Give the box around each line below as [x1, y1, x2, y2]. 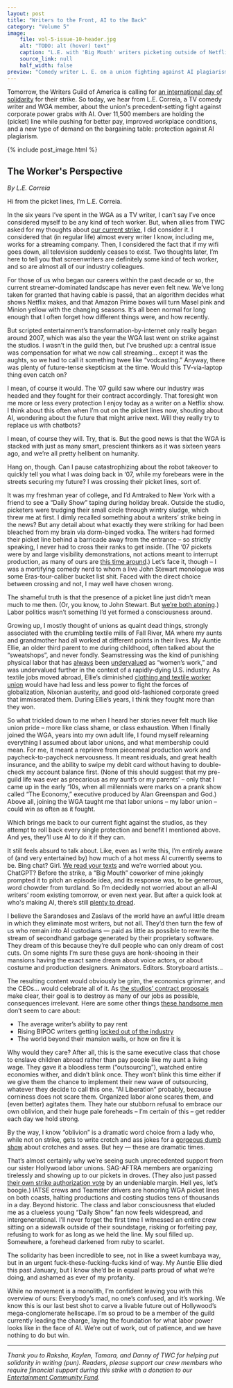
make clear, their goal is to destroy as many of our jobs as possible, [7, 992, 200, 1000]
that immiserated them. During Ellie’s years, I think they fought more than [7, 695, 215, 704]
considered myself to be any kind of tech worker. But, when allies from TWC [7, 218, 225, 227]
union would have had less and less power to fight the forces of [7, 681, 189, 689]
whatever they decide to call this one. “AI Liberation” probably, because [7, 1086, 212, 1094]
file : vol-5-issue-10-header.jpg [19, 36, 116, 43]
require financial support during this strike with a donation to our [7, 1366, 193, 1374]
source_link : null [19, 56, 73, 63]
